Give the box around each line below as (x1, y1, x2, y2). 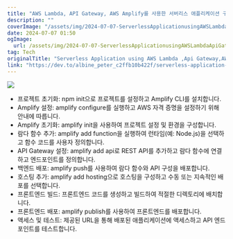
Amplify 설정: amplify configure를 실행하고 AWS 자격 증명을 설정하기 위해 (17, 103, 220, 112)
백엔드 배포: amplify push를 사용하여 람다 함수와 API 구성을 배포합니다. (17, 163, 210, 172)
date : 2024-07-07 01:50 (7, 29, 76, 37)
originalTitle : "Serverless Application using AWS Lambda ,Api (7, 55, 194, 62)
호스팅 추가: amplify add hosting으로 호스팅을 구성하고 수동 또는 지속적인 (17, 172, 216, 181)
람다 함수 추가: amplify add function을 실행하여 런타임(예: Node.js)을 (17, 129, 207, 137)
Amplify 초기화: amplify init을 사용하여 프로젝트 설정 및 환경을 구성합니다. (17, 121, 217, 129)
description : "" (7, 17, 54, 24)
